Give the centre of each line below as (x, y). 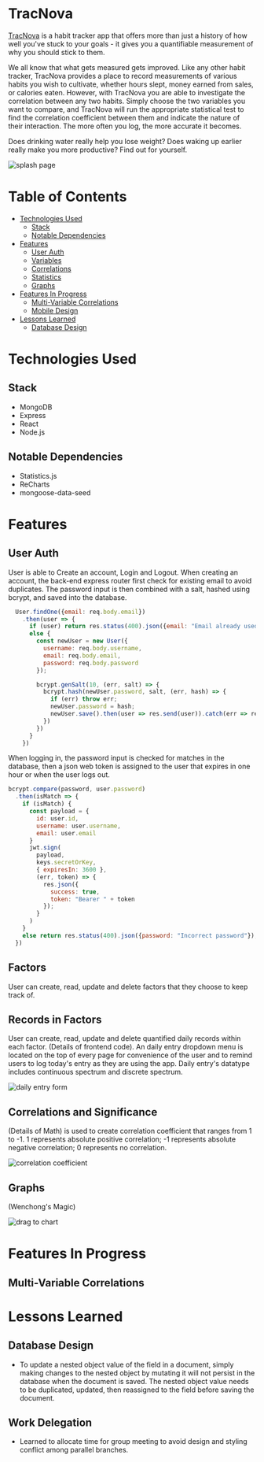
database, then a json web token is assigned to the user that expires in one (129, 766)
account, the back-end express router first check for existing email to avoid (130, 580)
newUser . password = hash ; (92, 707)
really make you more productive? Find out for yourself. (98, 150)
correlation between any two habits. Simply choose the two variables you (127, 101)
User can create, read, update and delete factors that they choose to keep (128, 986)
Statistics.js (38, 476)
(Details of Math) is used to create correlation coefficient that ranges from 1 (130, 1131)
